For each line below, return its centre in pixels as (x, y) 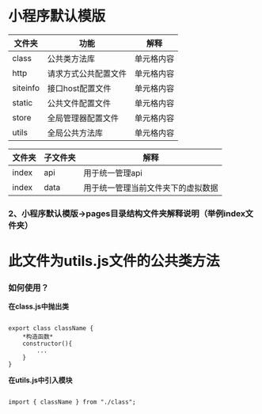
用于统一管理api (113, 173)
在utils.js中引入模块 (40, 380)
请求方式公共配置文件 (87, 74)
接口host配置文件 (79, 88)
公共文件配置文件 (79, 103)
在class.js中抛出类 (39, 306)
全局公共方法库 (75, 133)
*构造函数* (38, 337)
